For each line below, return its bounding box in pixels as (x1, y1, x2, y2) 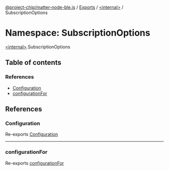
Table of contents (5, 58, 61, 67)
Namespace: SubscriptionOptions (5, 27, 150, 39)
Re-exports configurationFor (5, 160, 64, 166)
